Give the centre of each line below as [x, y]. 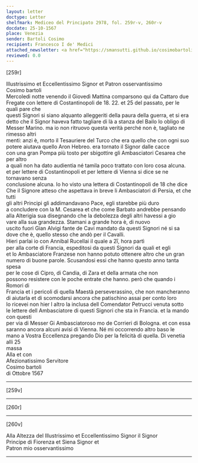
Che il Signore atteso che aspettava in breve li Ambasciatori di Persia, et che [99, 190]
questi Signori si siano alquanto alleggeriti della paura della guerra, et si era [98, 115]
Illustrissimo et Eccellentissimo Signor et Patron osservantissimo [84, 84]
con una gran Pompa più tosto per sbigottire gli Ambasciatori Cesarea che [96, 153]
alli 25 [13, 342]
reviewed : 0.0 [24, 56]
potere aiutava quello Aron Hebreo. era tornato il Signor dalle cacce [88, 146]
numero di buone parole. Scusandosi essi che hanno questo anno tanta [93, 260]
